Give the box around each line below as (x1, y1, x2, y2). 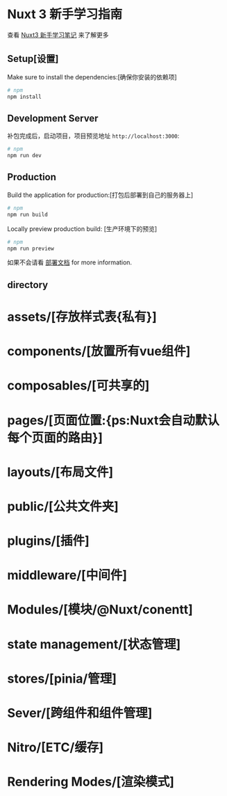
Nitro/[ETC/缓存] (7, 740, 104, 756)
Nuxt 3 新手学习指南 (7, 6, 123, 22)
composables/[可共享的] (7, 378, 150, 394)
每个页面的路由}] (7, 429, 103, 445)
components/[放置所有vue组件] (7, 344, 191, 359)
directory (7, 279, 49, 291)
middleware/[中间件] (7, 568, 127, 583)
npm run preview (7, 245, 54, 252)
